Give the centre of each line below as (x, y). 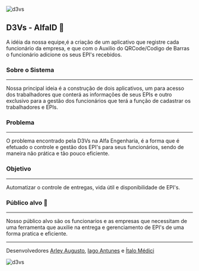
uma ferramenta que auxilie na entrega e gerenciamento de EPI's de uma (95, 227)
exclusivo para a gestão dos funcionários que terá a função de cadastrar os (99, 101)
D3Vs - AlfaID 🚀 (35, 28)
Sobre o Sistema (30, 70)
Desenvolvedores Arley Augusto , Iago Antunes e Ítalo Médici (80, 251)
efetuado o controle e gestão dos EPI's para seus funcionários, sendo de (95, 147)
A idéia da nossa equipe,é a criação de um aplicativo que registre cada (93, 42)
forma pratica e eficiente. (37, 233)
